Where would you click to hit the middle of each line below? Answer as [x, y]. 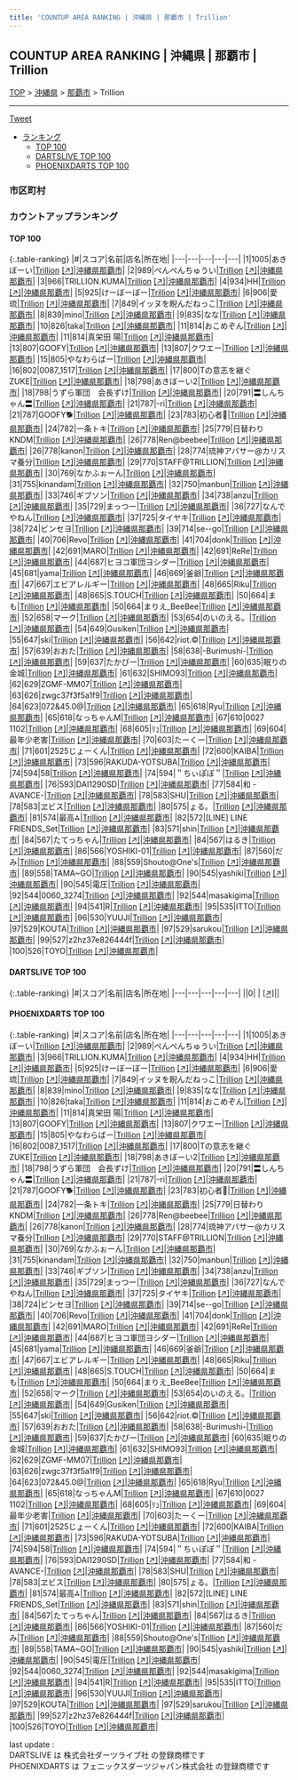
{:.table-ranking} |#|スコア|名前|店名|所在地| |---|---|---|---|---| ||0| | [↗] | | [145, 993]
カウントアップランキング [63, 217]
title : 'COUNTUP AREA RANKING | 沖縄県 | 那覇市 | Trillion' [121, 17]
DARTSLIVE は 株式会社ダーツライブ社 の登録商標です [107, 1755]
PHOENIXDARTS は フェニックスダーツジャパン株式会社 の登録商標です [140, 1766]
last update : [32, 1744]
